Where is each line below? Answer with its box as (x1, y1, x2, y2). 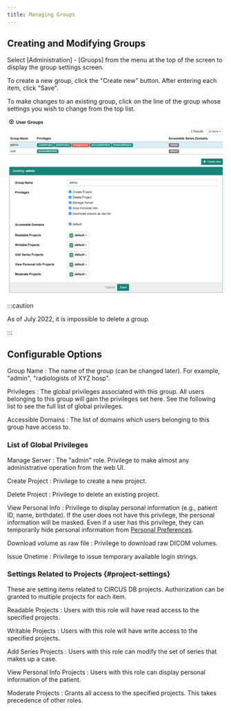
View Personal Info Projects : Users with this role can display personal (7, 667, 205, 676)
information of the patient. (7, 675, 81, 683)
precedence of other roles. (7, 696, 83, 704)
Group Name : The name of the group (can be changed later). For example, (7, 367, 221, 375)
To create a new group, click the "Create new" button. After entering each (7, 77, 217, 85)
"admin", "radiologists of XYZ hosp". (7, 374, 110, 383)
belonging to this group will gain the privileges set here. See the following (7, 395, 216, 404)
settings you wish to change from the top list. (7, 104, 136, 113)
